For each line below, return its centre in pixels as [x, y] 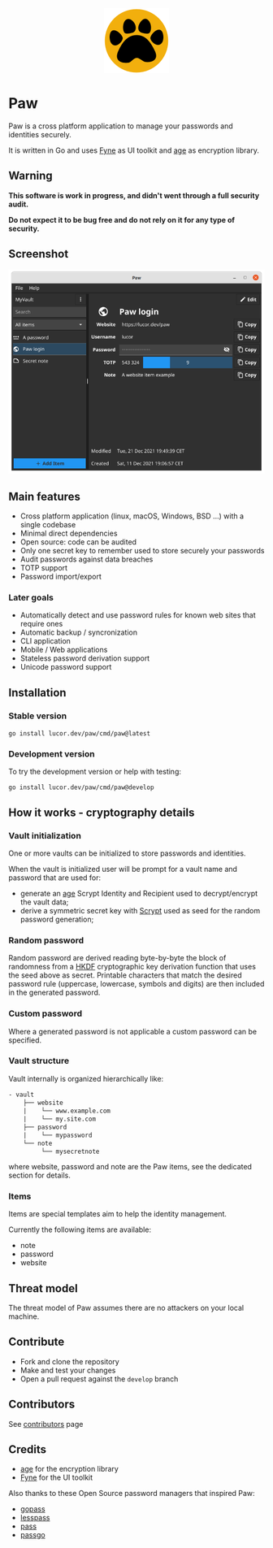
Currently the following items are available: [80, 1229]
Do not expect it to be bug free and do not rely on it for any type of [122, 219]
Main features [45, 496]
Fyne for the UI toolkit [56, 1477]
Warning [30, 176]
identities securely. [40, 134]
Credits [28, 1449]
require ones [41, 624]
